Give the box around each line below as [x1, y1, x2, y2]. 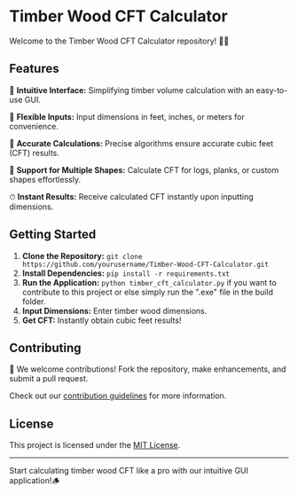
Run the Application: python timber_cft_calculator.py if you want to [21, 277, 277, 287]
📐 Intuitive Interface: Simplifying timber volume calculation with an [9, 84, 255, 95]
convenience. [9, 121, 59, 131]
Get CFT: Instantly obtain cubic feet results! [21, 315, 182, 325]
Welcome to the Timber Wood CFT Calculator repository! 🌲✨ [9, 35, 230, 46]
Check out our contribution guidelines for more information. [9, 390, 227, 401]
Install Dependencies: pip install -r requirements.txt [21, 268, 231, 278]
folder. [21, 295, 46, 307]
